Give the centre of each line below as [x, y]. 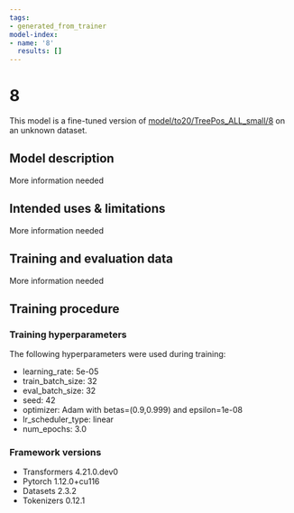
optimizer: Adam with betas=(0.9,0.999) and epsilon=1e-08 [133, 410]
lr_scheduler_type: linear [68, 419]
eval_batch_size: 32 [59, 391]
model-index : [34, 34]
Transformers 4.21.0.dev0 [70, 472]
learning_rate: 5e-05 [60, 371]
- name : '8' [32, 43]
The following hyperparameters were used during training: [118, 354]
